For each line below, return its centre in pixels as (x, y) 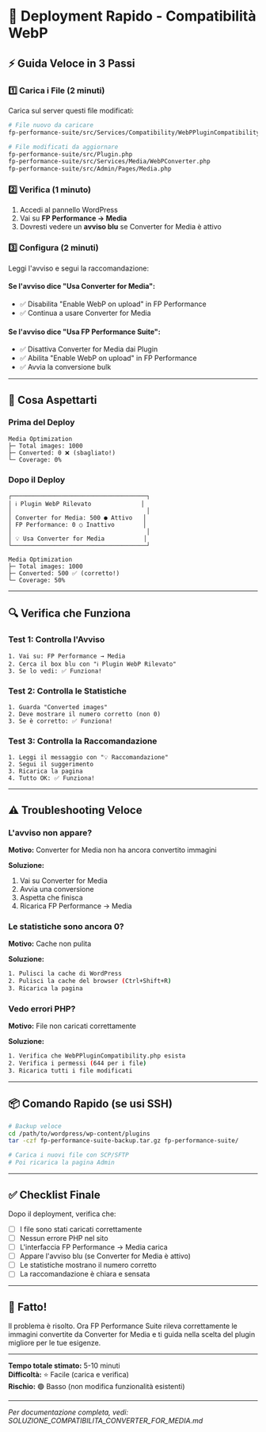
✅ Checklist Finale (54, 1194)
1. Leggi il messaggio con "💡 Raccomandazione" (88, 758)
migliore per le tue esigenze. (55, 1343)
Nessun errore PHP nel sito (64, 1238)
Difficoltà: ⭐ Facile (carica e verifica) (68, 1375)
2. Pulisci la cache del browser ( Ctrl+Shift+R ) (90, 981)
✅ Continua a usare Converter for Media (85, 313)
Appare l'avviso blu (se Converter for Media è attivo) (105, 1256)
